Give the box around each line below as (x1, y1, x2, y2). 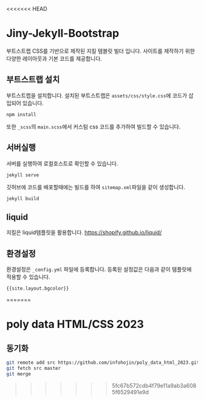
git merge (6, 371, 32, 377)
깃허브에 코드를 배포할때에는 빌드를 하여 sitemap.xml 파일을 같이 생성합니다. (6, 183, 185, 190)
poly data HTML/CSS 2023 (6, 318, 144, 331)
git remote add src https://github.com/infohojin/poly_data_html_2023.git (6, 360, 200, 366)
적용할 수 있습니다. (6, 273, 50, 281)
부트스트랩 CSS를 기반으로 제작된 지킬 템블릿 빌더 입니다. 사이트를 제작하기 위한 (6, 47, 195, 54)
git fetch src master (6, 365, 61, 372)
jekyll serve (6, 172, 39, 178)
